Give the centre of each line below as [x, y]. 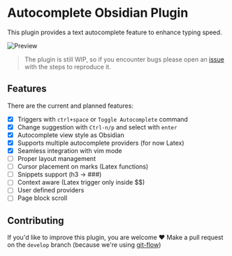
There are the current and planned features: [71, 106]
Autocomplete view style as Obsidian [71, 135]
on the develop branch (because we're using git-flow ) [84, 245]
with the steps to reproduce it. [68, 66]
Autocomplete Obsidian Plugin [98, 13]
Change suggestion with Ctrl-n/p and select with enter [97, 127]
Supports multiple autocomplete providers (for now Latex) [101, 143]
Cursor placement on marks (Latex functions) [83, 166]
